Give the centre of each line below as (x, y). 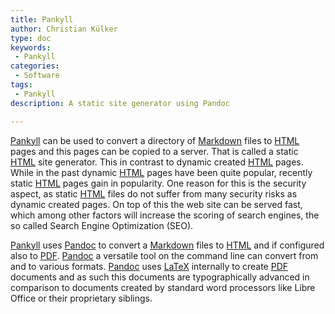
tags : (21, 85)
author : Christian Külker (64, 29)
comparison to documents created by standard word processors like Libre (163, 287)
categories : (35, 66)
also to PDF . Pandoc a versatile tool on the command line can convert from (164, 255)
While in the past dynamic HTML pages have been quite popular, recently (161, 172)
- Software (37, 76)
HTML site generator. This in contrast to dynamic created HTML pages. (157, 162)
